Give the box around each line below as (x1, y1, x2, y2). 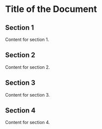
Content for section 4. (5, 120, 50, 126)
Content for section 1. (5, 36, 49, 42)
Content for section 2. (5, 64, 50, 70)
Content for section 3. (5, 92, 50, 98)
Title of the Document (5, 3, 97, 15)
